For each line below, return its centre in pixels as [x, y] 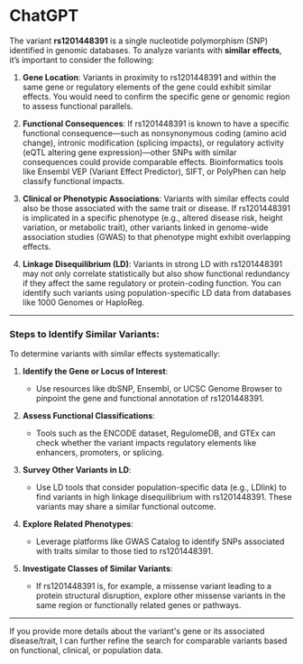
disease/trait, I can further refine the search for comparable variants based [148, 641]
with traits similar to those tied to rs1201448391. [124, 551]
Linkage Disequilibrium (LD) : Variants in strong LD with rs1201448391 [152, 263]
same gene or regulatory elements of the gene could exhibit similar [147, 87]
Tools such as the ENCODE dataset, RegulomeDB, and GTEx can [156, 433]
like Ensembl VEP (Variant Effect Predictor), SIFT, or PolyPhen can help [154, 171]
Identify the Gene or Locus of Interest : [95, 372]
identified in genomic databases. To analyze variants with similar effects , [146, 50]
